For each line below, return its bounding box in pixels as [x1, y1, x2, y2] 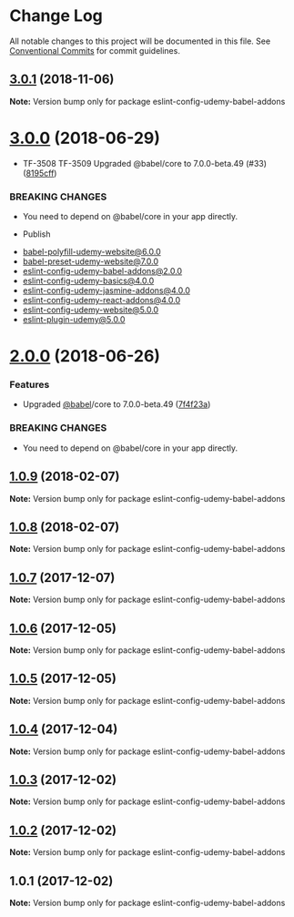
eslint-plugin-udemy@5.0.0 [22, 313, 126, 324]
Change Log [9, 5, 103, 26]
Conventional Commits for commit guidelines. [9, 45, 180, 56]
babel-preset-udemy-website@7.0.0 [22, 256, 159, 267]
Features [9, 379, 50, 392]
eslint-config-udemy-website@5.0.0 [22, 304, 159, 315]
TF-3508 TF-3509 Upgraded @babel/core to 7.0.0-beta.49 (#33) [22, 158, 267, 168]
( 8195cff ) [22, 168, 57, 178]
